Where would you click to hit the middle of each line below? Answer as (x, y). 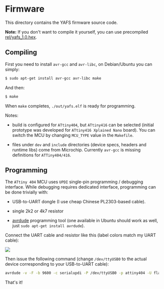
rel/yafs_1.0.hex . (21, 37)
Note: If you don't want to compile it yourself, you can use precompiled (77, 32)
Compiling (21, 52)
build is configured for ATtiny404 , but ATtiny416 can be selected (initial (83, 125)
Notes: (12, 115)
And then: (15, 87)
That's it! (14, 282)
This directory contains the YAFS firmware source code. (61, 22)
